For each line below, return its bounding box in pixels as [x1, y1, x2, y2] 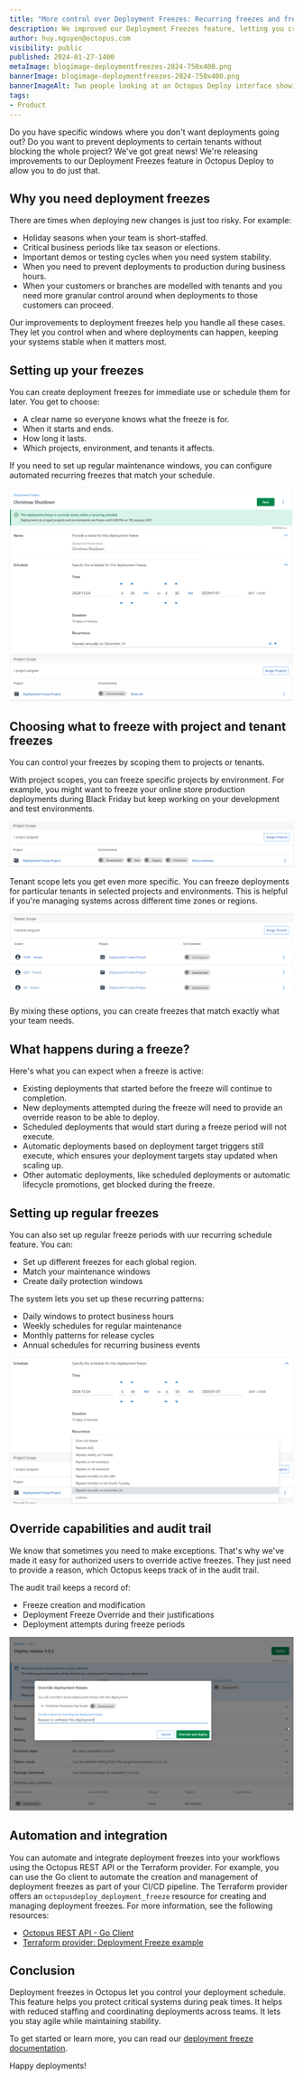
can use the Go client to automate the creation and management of [9, 1871, 259, 1882]
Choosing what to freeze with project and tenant [9, 719, 287, 734]
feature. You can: [9, 1239, 74, 1250]
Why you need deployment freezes [9, 191, 210, 206]
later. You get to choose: [9, 396, 100, 407]
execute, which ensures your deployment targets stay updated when [22, 1150, 278, 1161]
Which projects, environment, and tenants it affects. [22, 443, 215, 454]
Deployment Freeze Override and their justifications [22, 1609, 215, 1620]
